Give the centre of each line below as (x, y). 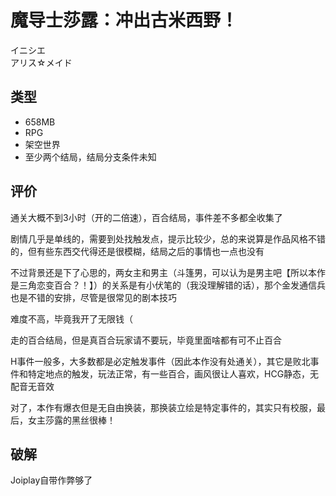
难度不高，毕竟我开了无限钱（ (71, 318)
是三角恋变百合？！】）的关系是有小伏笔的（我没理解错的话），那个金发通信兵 (168, 285)
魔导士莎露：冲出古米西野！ (124, 20)
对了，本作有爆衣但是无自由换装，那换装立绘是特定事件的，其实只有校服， (163, 407)
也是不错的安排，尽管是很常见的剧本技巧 (93, 297)
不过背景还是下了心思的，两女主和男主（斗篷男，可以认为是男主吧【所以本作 (168, 272)
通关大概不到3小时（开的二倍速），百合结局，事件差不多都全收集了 (146, 217)
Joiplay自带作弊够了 (51, 480)
